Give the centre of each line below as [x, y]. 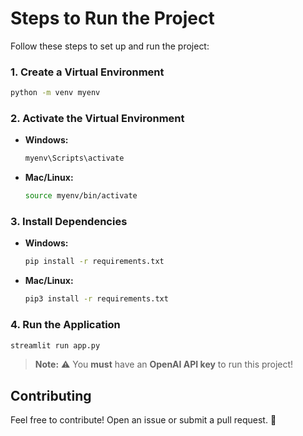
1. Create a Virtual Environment [87, 72]
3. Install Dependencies [69, 222]
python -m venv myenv [55, 93]
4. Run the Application [65, 325]
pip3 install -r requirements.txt [96, 299]
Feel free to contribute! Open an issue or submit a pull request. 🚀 [143, 420]
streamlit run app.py [55, 345]
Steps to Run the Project [112, 18]
